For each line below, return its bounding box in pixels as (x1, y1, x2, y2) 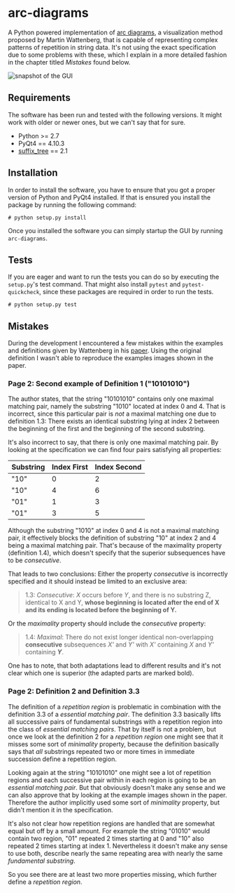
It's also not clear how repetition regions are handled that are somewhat (8, 819, 215, 828)
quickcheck (8, 289, 40, 296)
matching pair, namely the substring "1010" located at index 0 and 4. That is (8, 402, 226, 411)
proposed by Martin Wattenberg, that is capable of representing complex (8, 35, 218, 44)
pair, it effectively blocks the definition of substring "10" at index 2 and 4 (8, 534, 216, 542)
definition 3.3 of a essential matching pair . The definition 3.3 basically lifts (8, 710, 221, 718)
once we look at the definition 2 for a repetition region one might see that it (8, 732, 224, 741)
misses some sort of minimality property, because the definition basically (8, 739, 220, 748)
